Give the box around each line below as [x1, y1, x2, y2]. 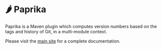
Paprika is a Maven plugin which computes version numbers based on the [5, 23, 157, 29]
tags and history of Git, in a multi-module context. [5, 28, 107, 34]
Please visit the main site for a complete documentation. [5, 38, 121, 44]
